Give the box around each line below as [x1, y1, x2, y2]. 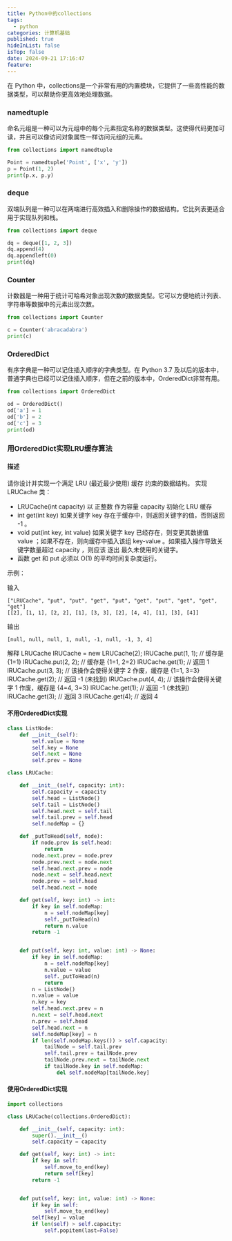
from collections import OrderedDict [7, 388, 116, 395]
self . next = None [32, 750, 81, 758]
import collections [7, 1100, 64, 1108]
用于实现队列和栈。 [7, 213, 62, 222]
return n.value [43, 922, 88, 929]
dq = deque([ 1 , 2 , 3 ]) [7, 240, 72, 246]
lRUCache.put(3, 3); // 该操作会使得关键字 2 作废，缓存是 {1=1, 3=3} [7, 666, 200, 674]
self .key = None [32, 744, 79, 751]
